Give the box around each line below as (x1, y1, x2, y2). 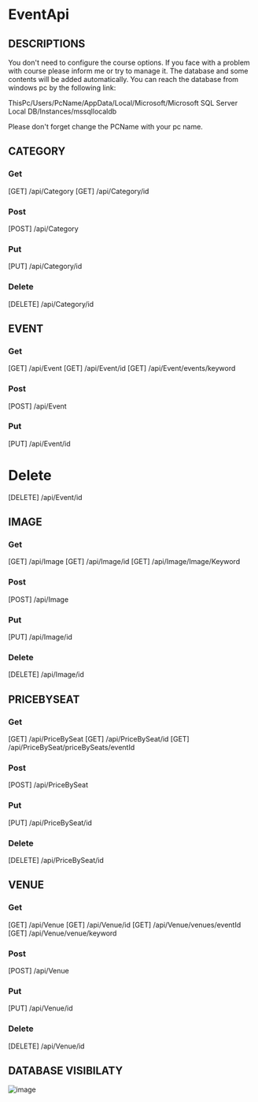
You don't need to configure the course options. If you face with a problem (8, 58, 250, 67)
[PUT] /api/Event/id (8, 439, 71, 448)
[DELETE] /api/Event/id (8, 492, 83, 502)
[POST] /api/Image (8, 594, 69, 604)
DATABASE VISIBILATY (8, 1063, 123, 1078)
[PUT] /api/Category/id (8, 262, 83, 271)
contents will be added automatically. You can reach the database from (8, 75, 238, 84)
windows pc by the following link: (8, 83, 116, 92)
